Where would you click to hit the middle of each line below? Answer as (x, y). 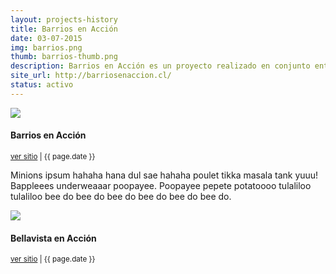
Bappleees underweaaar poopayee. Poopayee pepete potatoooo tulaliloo (161, 185)
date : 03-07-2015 (46, 38)
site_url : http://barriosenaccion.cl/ (91, 76)
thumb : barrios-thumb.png (64, 57)
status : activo (42, 85)
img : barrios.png (46, 47)
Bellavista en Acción (53, 238)
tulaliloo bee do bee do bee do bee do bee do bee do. (121, 196)
